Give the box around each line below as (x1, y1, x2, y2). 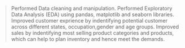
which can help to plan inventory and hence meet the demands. (11, 36, 165, 42)
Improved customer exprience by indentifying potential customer (11, 17, 168, 24)
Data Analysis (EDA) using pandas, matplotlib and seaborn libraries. (11, 11, 174, 18)
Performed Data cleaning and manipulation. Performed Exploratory (11, 5, 173, 12)
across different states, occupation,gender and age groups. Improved (11, 23, 179, 30)
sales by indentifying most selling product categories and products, (11, 29, 174, 36)
